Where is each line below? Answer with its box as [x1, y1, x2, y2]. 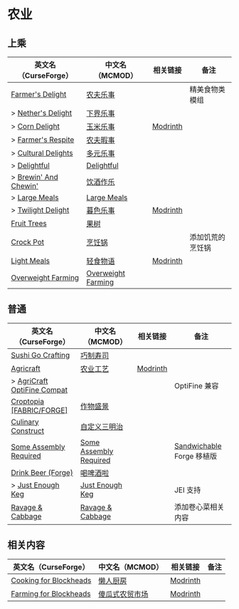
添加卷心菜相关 [174, 501, 225, 511]
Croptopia [11, 396, 45, 406]
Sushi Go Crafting [11, 350, 70, 360]
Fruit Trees [11, 219, 48, 228]
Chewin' [11, 181, 39, 191]
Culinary [11, 417, 39, 427]
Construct [11, 425, 45, 435]
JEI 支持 [174, 485, 201, 495]
